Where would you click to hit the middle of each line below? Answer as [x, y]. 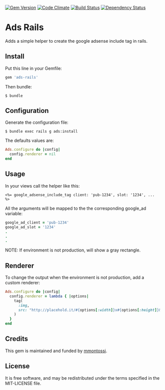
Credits [17, 339]
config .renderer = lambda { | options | [49, 296]
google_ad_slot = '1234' [30, 227]
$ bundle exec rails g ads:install [41, 132]
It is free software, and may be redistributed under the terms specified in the [82, 378]
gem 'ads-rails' [22, 77]
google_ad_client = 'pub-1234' [37, 223]
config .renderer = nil [33, 154]
